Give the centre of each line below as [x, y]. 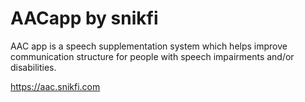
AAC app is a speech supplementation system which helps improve [149, 46]
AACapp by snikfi [84, 18]
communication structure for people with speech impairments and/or [152, 56]
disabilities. [33, 67]
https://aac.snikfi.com [55, 86]
